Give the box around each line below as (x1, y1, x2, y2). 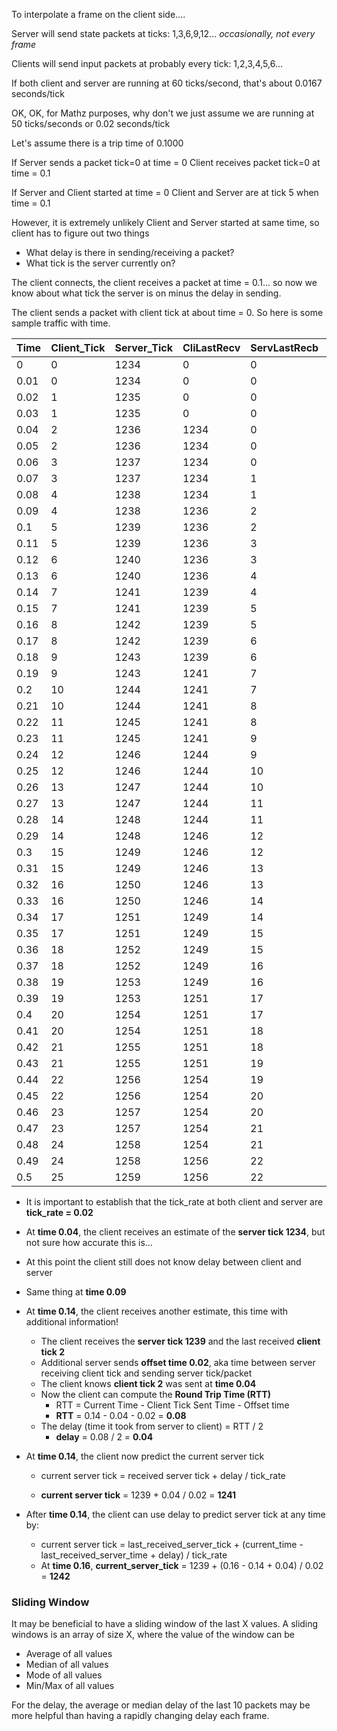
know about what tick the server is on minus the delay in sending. (11, 287, 282, 299)
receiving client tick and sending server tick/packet (40, 1367, 253, 1379)
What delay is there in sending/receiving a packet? (25, 247, 235, 258)
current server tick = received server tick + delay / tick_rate (40, 1470, 286, 1481)
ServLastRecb (250, 341, 319, 354)
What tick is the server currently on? (25, 257, 176, 269)
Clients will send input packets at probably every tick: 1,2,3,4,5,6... (11, 58, 283, 69)
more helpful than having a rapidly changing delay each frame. (11, 1710, 270, 1722)
